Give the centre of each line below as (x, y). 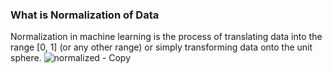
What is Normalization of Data (85, 15)
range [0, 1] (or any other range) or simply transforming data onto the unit (161, 47)
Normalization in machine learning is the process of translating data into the (166, 37)
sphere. (26, 58)
